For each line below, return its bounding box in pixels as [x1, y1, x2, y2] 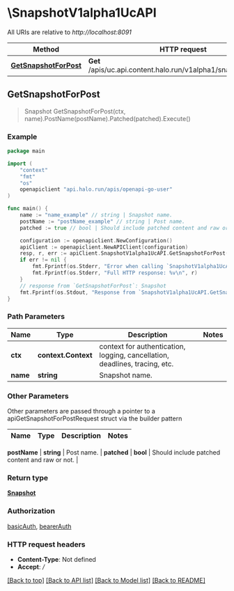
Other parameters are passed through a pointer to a [7, 407, 155, 416]
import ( [7, 160, 33, 167]
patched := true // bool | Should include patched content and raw [19, 224, 219, 231]
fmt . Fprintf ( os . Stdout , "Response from [19, 289, 136, 296]
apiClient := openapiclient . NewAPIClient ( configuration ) [19, 244, 189, 251]
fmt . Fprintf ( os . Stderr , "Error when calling [32, 263, 164, 270]
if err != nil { [19, 256, 68, 264]
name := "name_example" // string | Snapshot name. [19, 212, 173, 219]
